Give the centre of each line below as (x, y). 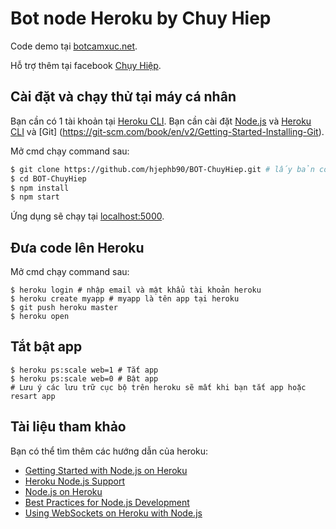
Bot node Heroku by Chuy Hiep (141, 18)
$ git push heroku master (64, 308)
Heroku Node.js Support (74, 481)
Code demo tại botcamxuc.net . (74, 46)
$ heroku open (40, 317)
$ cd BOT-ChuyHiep (48, 178)
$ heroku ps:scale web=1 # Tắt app (84, 370)
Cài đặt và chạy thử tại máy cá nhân (123, 97)
